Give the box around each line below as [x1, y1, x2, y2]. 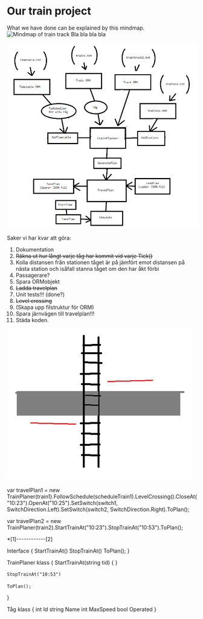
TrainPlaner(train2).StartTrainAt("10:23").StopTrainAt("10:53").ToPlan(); [7, 524, 184, 532]
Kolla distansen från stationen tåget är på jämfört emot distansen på [15, 259, 185, 266]
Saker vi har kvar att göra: [7, 234, 71, 242]
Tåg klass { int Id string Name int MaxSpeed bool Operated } [7, 606, 156, 613]
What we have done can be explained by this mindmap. [7, 24, 145, 31]
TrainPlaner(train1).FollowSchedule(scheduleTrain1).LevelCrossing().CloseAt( [7, 493, 198, 500]
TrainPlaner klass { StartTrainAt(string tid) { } [7, 559, 118, 567]
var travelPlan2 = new [7, 518, 62, 525]
